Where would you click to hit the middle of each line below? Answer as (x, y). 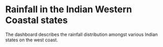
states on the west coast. (32, 40)
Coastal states (36, 20)
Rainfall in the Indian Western (69, 9)
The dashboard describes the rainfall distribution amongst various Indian (81, 34)
